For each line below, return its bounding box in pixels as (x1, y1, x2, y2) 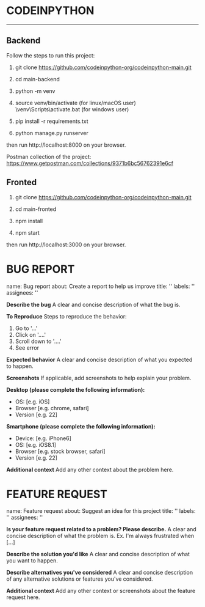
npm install (15, 217, 43, 224)
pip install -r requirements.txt (15, 117, 88, 125)
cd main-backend (15, 75, 60, 83)
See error (15, 344, 40, 351)
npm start (15, 229, 40, 236)
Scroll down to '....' (15, 337, 62, 345)
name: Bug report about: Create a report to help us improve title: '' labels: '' (6, 282, 195, 290)
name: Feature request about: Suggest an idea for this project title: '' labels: (6, 507, 196, 515)
